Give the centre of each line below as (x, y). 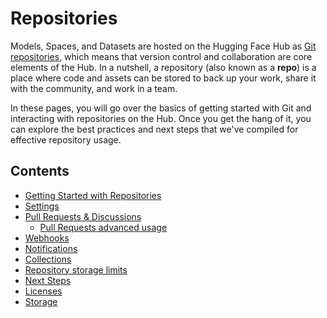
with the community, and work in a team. (94, 88)
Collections (48, 259)
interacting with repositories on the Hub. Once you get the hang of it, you (161, 118)
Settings (42, 206)
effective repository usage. (66, 139)
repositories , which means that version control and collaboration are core (161, 56)
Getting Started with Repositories (93, 195)
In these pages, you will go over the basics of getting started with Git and (161, 108)
